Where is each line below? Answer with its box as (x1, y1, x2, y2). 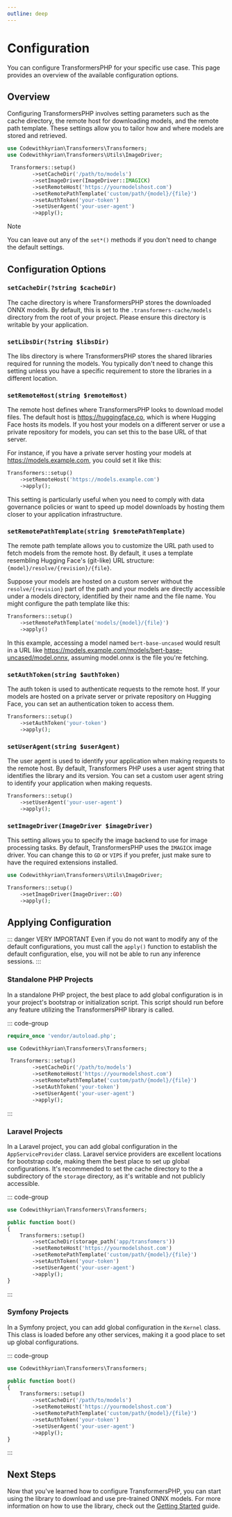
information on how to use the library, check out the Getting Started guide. (7, 1502, 220, 1510)
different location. (7, 374, 58, 383)
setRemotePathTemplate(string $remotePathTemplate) (7, 527, 186, 535)
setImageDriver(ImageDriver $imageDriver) (7, 822, 153, 830)
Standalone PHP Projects (7, 975, 94, 984)
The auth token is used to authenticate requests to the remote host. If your (7, 685, 220, 694)
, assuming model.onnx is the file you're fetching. (67, 653, 209, 662)
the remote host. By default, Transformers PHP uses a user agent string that (7, 764, 225, 772)
